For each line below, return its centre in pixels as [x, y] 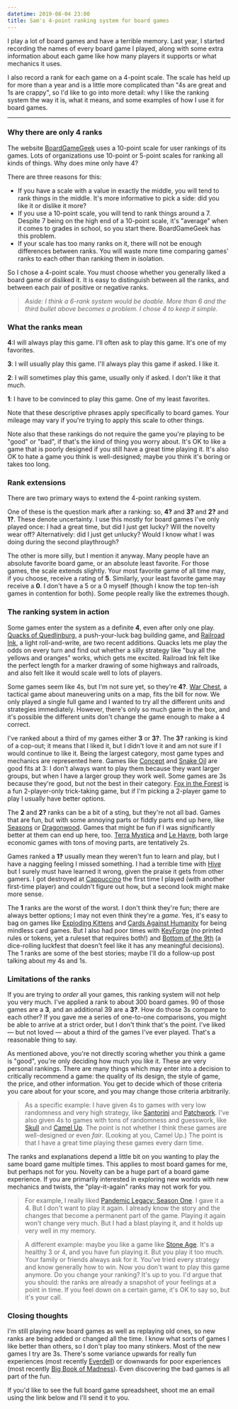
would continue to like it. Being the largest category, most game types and [116, 753]
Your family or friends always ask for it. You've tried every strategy [122, 1259]
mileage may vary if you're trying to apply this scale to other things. [106, 421]
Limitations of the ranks [49, 979]
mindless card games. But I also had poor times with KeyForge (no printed [115, 930]
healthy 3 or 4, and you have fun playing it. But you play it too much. [124, 1252]
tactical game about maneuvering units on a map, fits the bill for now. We [114, 694]
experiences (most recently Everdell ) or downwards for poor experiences [114, 1361]
